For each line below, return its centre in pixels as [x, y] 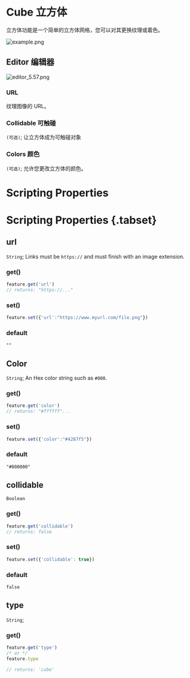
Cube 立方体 [37, 12]
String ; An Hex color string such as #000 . [57, 378]
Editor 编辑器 [30, 62]
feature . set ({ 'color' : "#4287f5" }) [49, 439]
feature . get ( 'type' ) [32, 648]
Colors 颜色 [23, 154]
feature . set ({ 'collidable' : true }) [50, 559]
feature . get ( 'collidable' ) [40, 526]
